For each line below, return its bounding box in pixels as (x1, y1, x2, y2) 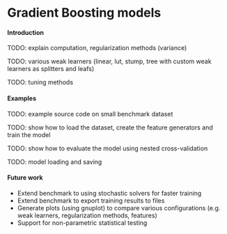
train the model (7, 130, 51, 139)
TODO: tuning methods (7, 78, 74, 86)
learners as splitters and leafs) (7, 65, 95, 73)
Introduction (7, 28, 44, 36)
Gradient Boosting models (7, 5, 162, 21)
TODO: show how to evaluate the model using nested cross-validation (7, 144, 208, 153)
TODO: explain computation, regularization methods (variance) (7, 44, 187, 52)
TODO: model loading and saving (7, 157, 102, 166)
